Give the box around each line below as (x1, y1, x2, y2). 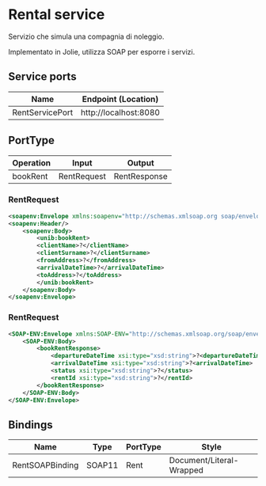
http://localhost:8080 (80, 107, 161, 118)
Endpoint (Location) (82, 93, 159, 104)
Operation (12, 157, 51, 168)
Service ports (8, 70, 77, 84)
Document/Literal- (169, 455, 239, 466)
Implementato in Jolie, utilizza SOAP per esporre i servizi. (8, 47, 196, 56)
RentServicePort (12, 107, 74, 118)
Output (127, 157, 154, 168)
